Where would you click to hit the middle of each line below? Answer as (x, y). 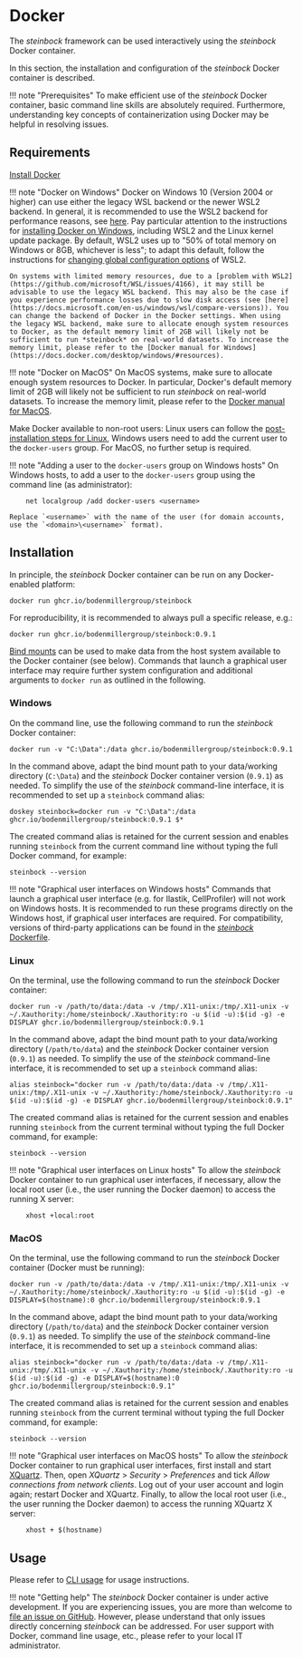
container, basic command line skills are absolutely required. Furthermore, (147, 104)
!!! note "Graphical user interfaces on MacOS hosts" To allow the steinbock (149, 1456)
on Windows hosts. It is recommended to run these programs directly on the (151, 908)
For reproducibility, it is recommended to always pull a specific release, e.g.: (151, 617)
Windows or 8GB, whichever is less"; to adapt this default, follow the (137, 249)
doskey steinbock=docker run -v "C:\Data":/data (103, 811)
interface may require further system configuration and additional (131, 670)
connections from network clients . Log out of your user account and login (146, 1485)
